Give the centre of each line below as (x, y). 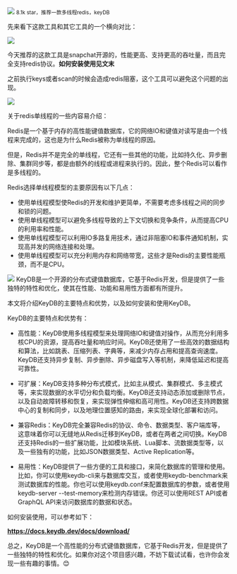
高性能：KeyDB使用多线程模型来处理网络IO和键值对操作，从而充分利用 (120, 333)
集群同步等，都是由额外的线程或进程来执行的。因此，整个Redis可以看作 (123, 163)
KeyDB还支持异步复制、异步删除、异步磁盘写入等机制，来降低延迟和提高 (123, 359)
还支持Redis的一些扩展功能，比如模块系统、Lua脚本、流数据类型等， (117, 443)
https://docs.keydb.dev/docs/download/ (69, 531)
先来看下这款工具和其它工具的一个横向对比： (72, 27)
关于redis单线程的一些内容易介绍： (58, 116)
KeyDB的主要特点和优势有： (48, 318)
